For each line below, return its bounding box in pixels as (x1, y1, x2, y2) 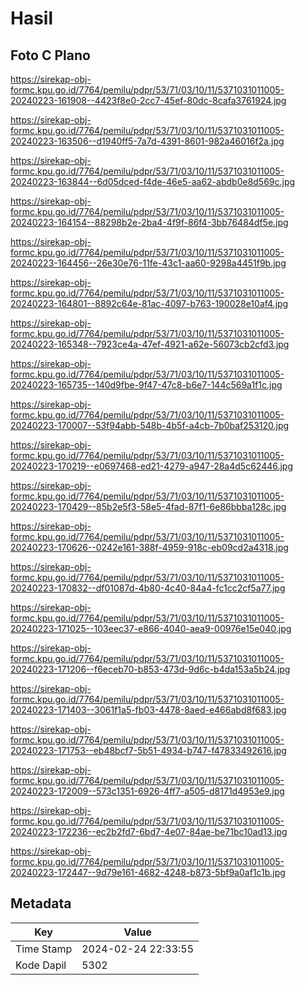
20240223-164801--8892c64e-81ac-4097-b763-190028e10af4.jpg (10, 298, 289, 309)
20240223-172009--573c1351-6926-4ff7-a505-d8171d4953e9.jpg (10, 785, 285, 797)
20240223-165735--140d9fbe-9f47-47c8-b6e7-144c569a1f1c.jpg (10, 379, 283, 391)
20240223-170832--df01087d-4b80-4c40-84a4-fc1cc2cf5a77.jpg (10, 582, 286, 594)
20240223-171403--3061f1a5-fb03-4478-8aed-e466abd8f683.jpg (10, 704, 287, 716)
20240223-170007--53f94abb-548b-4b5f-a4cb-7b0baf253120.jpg (10, 420, 290, 431)
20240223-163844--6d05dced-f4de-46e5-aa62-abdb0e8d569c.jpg (10, 176, 296, 187)
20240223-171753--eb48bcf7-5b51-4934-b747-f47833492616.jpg (10, 745, 287, 756)
